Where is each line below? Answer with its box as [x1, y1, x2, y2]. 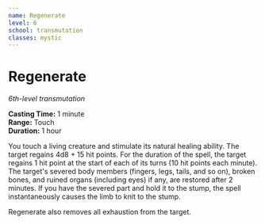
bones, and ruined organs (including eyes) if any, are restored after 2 [8, 175, 233, 184]
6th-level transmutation [8, 94, 86, 104]
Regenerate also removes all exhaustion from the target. [8, 207, 192, 217]
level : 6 [8, 19, 37, 27]
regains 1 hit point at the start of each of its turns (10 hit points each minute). [8, 158, 258, 168]
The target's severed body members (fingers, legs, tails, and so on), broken [8, 167, 255, 177]
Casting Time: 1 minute [8, 109, 85, 119]
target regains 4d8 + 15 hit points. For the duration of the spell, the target [8, 150, 247, 159]
